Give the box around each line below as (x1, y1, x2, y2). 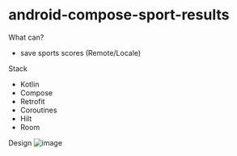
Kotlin (19, 79, 40, 89)
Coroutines (19, 105, 57, 115)
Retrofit (19, 96, 45, 106)
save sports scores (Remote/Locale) (19, 48, 142, 57)
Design (8, 137, 32, 147)
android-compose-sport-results (8, 6, 230, 24)
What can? (8, 32, 44, 42)
